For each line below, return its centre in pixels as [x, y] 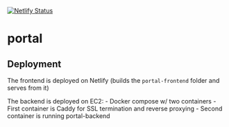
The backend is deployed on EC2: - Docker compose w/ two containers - [112, 101]
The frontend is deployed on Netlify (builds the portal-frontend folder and [113, 80]
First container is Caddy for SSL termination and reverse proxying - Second [115, 108]
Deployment [34, 64]
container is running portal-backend [59, 116]
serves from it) [28, 88]
